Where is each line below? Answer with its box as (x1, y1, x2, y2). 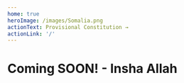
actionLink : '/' (7, 30, 55, 38)
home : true (7, 10, 40, 18)
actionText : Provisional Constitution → (7, 23, 129, 31)
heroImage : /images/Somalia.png (7, 17, 103, 24)
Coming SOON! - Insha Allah (7, 61, 178, 77)
